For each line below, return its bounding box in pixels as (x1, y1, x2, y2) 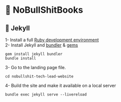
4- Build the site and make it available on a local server (5, 83, 117, 88)
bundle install (5, 56, 36, 61)
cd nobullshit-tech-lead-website (5, 74, 74, 79)
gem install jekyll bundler (5, 51, 63, 56)
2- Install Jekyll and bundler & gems (5, 42, 78, 48)
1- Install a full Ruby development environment (5, 37, 99, 43)
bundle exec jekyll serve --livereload (5, 92, 87, 97)
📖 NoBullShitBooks (5, 4, 84, 16)
